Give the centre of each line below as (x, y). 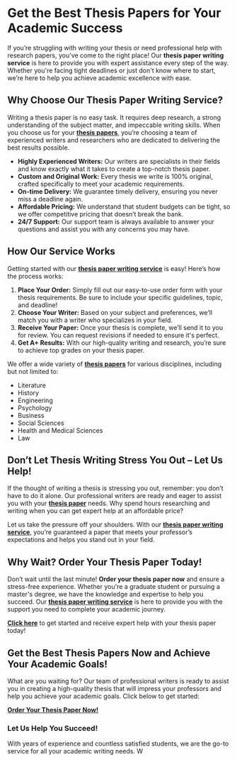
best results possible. (39, 148)
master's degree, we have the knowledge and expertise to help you (105, 595)
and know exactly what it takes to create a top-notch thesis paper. (114, 169)
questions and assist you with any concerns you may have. (103, 229)
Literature (31, 385)
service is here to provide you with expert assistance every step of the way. (118, 62)
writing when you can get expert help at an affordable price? (96, 511)
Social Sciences (41, 423)
